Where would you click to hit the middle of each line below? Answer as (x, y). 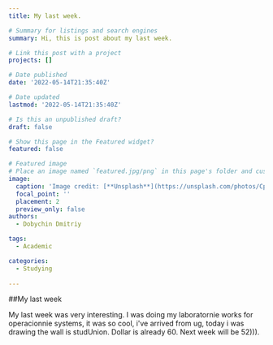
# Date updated (34, 97)
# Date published (38, 75)
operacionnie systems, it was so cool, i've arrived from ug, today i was (126, 323)
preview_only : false (50, 209)
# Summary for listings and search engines (83, 30)
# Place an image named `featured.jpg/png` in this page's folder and (130, 171)
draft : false (30, 127)
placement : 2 (38, 201)
